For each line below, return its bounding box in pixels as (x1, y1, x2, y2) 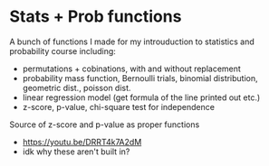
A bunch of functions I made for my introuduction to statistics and (9, 36, 255, 47)
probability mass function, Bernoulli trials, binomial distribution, (22, 72, 258, 83)
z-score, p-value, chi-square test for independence (22, 101, 216, 112)
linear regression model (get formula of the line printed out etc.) (22, 92, 261, 103)
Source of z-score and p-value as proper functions (9, 119, 200, 130)
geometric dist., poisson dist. (22, 82, 131, 93)
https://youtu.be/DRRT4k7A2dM (22, 136, 142, 147)
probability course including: (9, 45, 116, 56)
